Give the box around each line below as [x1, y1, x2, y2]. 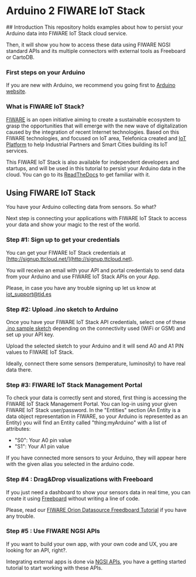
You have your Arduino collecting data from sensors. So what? [6, 204, 157, 211]
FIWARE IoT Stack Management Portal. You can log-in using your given [6, 400, 177, 407]
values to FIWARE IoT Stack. [6, 348, 74, 356]
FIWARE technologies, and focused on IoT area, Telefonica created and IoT [6, 134, 187, 141]
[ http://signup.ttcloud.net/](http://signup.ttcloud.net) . [6, 255, 134, 262]
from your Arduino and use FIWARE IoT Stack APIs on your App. [6, 273, 160, 280]
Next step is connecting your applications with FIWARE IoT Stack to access [6, 215, 187, 222]
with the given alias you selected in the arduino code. [6, 461, 135, 468]
